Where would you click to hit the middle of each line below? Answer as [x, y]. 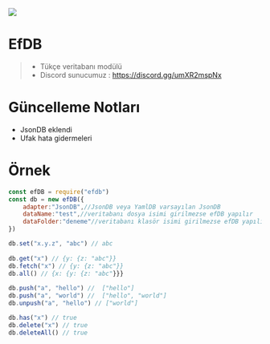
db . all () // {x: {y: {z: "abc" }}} [66, 273]
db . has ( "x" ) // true [43, 318]
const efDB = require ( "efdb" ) [59, 192]
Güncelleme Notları [74, 107]
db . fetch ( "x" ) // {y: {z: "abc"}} [66, 266]
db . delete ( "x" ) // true [48, 325]
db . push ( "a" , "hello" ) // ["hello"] [72, 289]
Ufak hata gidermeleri [56, 138]
